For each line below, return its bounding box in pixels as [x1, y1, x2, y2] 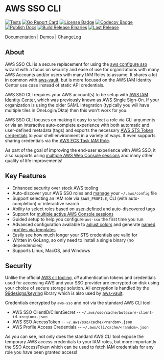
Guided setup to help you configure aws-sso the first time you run [12, 216, 143, 222]
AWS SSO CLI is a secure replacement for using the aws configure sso [5, 61, 148, 67]
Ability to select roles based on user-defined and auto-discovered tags [12, 206, 155, 212]
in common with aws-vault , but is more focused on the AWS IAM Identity [5, 77, 152, 83]
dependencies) [12, 242, 43, 248]
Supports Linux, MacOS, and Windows [12, 248, 91, 253]
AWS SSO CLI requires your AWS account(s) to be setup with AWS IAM [5, 91, 148, 97]
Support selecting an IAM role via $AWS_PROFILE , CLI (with [12, 195, 128, 201]
